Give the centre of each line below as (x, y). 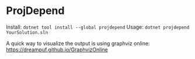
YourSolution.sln (27, 32)
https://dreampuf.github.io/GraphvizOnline (57, 49)
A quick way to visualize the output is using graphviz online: (78, 43)
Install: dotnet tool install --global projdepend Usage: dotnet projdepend (98, 27)
